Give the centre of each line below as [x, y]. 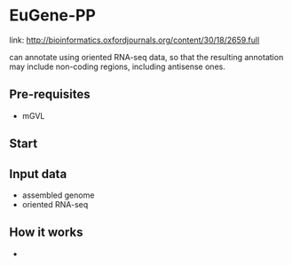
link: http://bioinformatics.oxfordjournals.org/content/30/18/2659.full [134, 40]
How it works [46, 233]
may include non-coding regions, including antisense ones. [118, 66]
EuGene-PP [52, 16]
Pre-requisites [50, 94]
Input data [38, 174]
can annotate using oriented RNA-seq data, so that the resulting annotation [146, 57]
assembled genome [58, 195]
